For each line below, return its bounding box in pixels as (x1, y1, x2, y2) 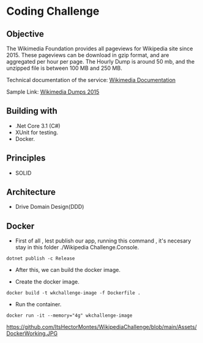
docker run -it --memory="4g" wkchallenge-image (6, 312, 133, 319)
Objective (6, 29, 45, 39)
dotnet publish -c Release (6, 255, 75, 262)
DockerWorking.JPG (6, 330, 58, 337)
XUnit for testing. (15, 129, 59, 136)
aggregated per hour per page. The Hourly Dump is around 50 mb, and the (6, 58, 195, 65)
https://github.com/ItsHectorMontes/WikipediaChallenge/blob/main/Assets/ (6, 323, 197, 331)
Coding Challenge (6, 4, 100, 18)
